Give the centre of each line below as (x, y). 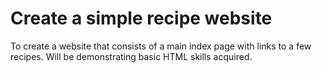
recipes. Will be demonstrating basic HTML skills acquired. (131, 56)
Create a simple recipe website (141, 18)
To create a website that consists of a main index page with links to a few (161, 46)
